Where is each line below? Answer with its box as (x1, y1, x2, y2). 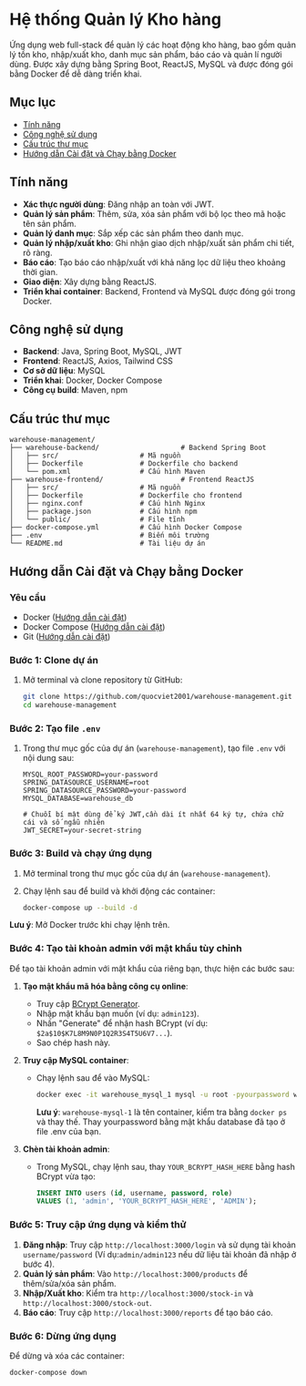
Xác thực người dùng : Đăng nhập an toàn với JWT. (22, 199, 215, 210)
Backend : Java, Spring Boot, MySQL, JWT (22, 346, 183, 357)
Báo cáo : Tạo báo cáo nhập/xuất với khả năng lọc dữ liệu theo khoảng (22, 256, 286, 268)
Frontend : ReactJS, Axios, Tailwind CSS (22, 355, 173, 366)
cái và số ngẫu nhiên (22, 818, 105, 827)
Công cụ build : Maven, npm (22, 385, 128, 395)
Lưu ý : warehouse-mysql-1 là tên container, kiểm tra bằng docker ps (36, 1106, 288, 1117)
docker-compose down (9, 1368, 88, 1377)
